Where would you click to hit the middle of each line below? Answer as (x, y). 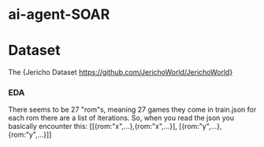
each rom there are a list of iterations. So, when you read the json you (121, 118)
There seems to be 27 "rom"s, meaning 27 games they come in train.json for (132, 110)
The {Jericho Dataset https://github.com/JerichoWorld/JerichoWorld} (121, 72)
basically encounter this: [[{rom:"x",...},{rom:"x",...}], (93, 127)
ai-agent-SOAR (59, 15)
